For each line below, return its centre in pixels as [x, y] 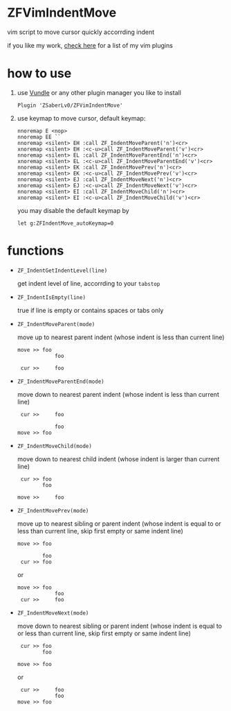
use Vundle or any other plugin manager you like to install [99, 92]
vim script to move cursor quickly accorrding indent [81, 32]
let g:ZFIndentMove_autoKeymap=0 [65, 223]
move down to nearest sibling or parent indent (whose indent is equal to [120, 626]
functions [36, 251]
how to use [39, 74]
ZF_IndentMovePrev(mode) [53, 511]
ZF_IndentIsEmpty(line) [52, 297]
